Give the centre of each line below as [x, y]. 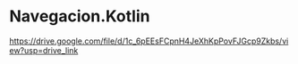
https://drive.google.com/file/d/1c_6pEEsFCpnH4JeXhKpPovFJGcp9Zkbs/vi [149, 41]
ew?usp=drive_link [44, 50]
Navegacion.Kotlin [80, 16]
